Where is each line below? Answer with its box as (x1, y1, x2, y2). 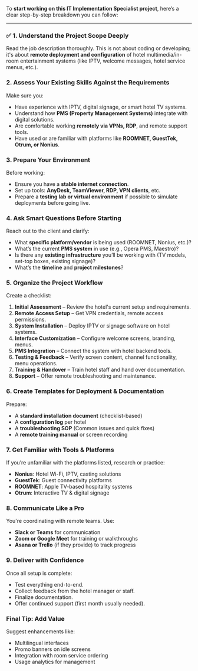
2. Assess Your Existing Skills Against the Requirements (6, 78, 170, 87)
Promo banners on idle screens (14, 646, 91, 653)
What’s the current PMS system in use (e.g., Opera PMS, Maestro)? (14, 245, 179, 253)
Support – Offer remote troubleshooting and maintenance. (14, 372, 157, 379)
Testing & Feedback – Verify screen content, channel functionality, (14, 353, 177, 361)
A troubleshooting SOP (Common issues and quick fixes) (14, 424, 155, 431)
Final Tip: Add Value (6, 614, 65, 623)
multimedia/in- (146, 51, 182, 58)
